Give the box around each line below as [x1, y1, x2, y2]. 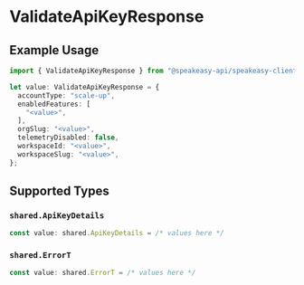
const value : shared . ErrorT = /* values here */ [9, 269, 196, 278]
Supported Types [9, 184, 110, 199]
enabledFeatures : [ [17, 100, 91, 109]
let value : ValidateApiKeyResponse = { [9, 82, 160, 91]
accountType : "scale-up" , [17, 90, 116, 100]
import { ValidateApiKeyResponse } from [9, 66, 165, 75]
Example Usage [9, 43, 100, 58]
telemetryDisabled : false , [17, 133, 119, 142]
